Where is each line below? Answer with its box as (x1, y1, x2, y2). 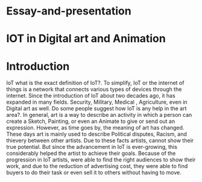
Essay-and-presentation (6, 4, 131, 18)
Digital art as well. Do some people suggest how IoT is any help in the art (6, 105, 187, 112)
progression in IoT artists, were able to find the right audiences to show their (6, 156, 196, 163)
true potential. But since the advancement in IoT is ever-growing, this (6, 143, 178, 151)
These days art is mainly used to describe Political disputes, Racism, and (6, 131, 187, 138)
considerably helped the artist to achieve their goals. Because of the (6, 149, 176, 157)
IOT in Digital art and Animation (6, 32, 166, 46)
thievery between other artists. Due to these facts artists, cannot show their (6, 137, 194, 144)
